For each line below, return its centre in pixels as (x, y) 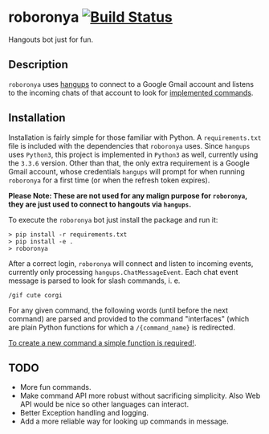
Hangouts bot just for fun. (51, 39)
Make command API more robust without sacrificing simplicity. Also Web (140, 396)
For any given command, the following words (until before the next (118, 310)
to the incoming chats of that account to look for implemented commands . (131, 92)
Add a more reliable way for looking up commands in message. (124, 421)
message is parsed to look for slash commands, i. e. (94, 280)
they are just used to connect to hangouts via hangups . (100, 204)
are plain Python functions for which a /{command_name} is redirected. (122, 327)
